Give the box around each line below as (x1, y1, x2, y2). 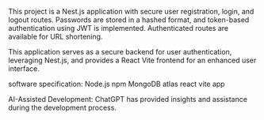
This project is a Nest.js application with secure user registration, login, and (8, 7, 254, 16)
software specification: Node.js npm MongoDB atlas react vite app (8, 79, 225, 88)
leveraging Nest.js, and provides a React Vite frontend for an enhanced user (8, 55, 257, 65)
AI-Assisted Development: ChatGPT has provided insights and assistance (8, 95, 248, 103)
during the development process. (8, 103, 117, 112)
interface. (8, 64, 40, 73)
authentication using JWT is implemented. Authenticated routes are (8, 24, 228, 32)
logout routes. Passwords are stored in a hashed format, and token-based (8, 15, 250, 24)
